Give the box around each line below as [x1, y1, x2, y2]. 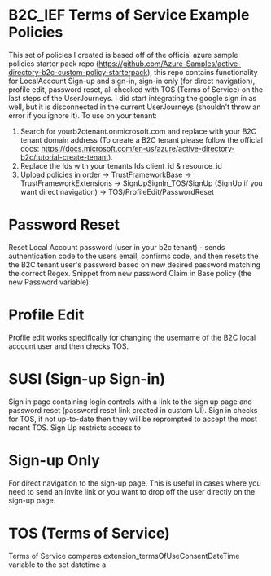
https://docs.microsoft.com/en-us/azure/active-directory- [41, 143, 235, 153]
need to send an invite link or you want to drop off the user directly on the [8, 486, 256, 496]
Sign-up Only [8, 451, 100, 469]
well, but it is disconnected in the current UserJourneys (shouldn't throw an [8, 102, 261, 112]
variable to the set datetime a [8, 560, 107, 569]
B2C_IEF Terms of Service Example [8, 6, 250, 24]
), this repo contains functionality [146, 67, 258, 77]
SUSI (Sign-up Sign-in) [8, 370, 165, 388]
